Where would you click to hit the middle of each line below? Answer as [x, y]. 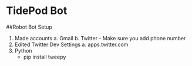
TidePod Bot [37, 11]
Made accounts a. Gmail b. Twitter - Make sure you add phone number [100, 38]
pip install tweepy [45, 57]
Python [23, 50]
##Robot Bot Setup [29, 27]
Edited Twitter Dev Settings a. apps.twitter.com [71, 44]
